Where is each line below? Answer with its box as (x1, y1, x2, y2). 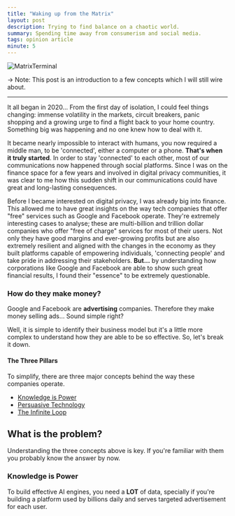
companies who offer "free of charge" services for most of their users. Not (7, 227, 223, 235)
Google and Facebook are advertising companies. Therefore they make (7, 305, 215, 313)
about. (7, 83, 26, 91)
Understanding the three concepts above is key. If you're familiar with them (7, 447, 225, 455)
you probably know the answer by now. (7, 454, 121, 462)
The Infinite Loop (17, 408, 67, 416)
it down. (7, 341, 31, 349)
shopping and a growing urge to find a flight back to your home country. (7, 118, 215, 126)
